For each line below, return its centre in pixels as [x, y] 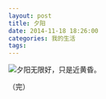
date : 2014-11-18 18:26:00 [53, 31]
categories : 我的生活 [42, 38]
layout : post [30, 16]
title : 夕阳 [27, 23]
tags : [17, 46]
